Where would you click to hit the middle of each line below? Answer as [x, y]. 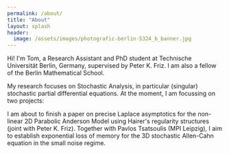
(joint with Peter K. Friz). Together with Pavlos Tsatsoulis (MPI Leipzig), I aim [115, 129]
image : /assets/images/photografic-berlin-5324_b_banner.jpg [103, 39]
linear [15, 121]
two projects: [26, 101]
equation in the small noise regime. [57, 143]
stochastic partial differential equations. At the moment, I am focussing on [111, 94]
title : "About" [29, 20]
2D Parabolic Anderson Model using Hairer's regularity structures [117, 121]
